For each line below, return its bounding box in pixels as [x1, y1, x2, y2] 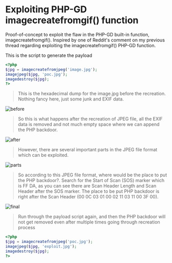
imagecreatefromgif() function [5, 14, 139, 26]
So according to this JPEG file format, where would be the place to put [17, 172, 167, 178]
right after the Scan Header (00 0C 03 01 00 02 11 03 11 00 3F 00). [17, 194, 159, 200]
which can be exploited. [17, 152, 69, 158]
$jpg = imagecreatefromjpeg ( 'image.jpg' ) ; [5, 67, 98, 72]
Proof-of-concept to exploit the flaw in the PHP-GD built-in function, [5, 31, 150, 37]
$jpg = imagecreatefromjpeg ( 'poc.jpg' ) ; [5, 239, 93, 245]
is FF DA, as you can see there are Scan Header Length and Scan [17, 183, 157, 189]
